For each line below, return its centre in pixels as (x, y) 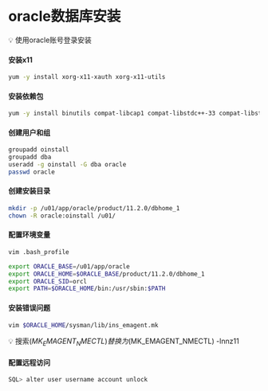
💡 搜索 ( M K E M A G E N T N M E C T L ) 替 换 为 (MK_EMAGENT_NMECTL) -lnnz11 (124, 342)
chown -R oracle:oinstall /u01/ (62, 216)
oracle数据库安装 (65, 16)
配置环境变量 (29, 235)
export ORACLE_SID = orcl (48, 281)
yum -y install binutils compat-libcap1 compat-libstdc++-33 (112, 113)
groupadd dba (30, 157)
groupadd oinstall (39, 150)
